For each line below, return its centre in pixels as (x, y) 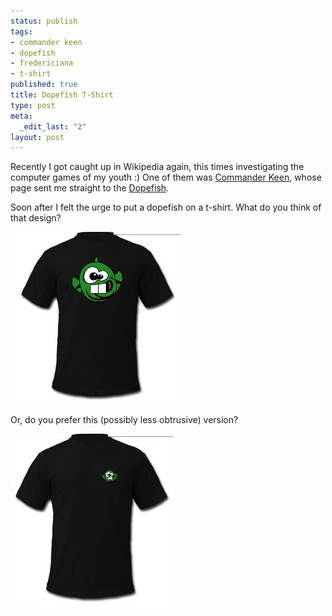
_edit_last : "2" (53, 126)
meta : (21, 116)
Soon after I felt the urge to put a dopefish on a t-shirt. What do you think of (166, 207)
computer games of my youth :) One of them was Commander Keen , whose (166, 177)
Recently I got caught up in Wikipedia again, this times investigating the (157, 167)
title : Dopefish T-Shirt (62, 95)
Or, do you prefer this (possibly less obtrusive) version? (124, 420)
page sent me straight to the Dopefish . (90, 188)
